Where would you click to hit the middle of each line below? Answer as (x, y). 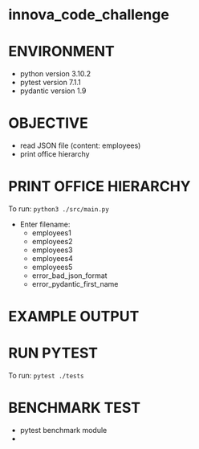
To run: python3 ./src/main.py (59, 209)
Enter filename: (45, 224)
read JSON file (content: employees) (80, 145)
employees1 (52, 233)
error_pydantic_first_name (75, 284)
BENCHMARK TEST (75, 408)
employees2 (52, 241)
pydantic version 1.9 (53, 91)
